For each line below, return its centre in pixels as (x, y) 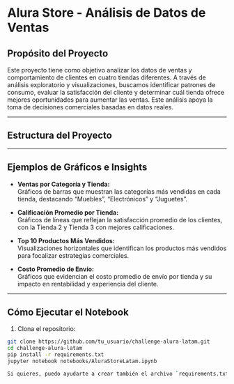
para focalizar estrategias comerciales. (73, 255)
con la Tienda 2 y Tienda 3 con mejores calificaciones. (96, 227)
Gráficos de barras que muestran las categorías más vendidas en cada (119, 191)
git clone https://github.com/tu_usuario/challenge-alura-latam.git (109, 342)
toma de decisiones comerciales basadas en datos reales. (91, 107)
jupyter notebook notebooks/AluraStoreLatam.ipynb (82, 361)
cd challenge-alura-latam (45, 348)
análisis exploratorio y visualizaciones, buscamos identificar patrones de (111, 85)
